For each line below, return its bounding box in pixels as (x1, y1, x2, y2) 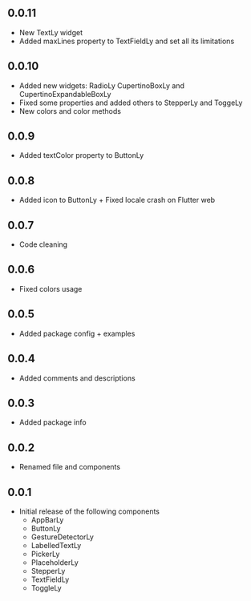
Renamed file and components (18, 462, 121, 472)
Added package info (18, 417, 87, 427)
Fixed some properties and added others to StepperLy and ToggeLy (18, 98, 243, 107)
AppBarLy (30, 514, 64, 524)
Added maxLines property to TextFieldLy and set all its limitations (18, 36, 235, 46)
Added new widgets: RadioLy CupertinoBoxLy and (18, 80, 185, 91)
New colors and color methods (18, 106, 122, 115)
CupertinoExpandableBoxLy (18, 89, 111, 99)
